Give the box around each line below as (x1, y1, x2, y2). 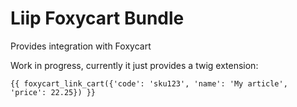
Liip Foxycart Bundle (10, 7, 185, 30)
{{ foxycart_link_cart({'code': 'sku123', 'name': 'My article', (10, 78, 288, 89)
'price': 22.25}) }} (10, 87, 97, 97)
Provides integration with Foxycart (10, 40, 152, 52)
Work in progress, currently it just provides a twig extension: (10, 59, 259, 71)
